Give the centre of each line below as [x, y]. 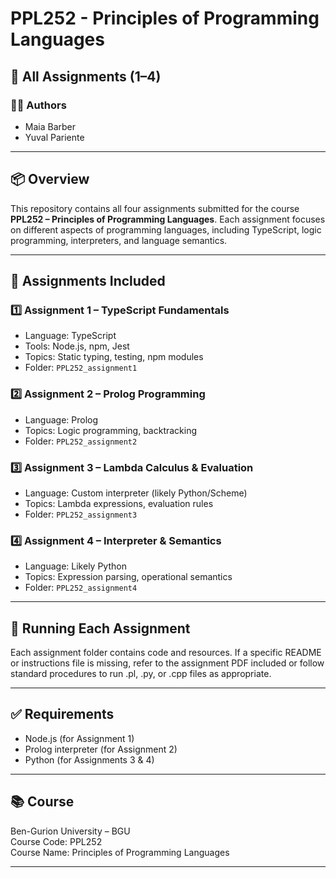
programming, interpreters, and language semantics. [119, 240]
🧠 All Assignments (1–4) [86, 76]
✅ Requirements [62, 714]
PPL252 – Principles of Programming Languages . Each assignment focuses [168, 219]
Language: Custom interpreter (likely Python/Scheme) [136, 493]
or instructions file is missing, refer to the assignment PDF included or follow [167, 663]
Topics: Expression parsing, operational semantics [128, 577]
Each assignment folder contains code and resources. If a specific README [166, 653]
